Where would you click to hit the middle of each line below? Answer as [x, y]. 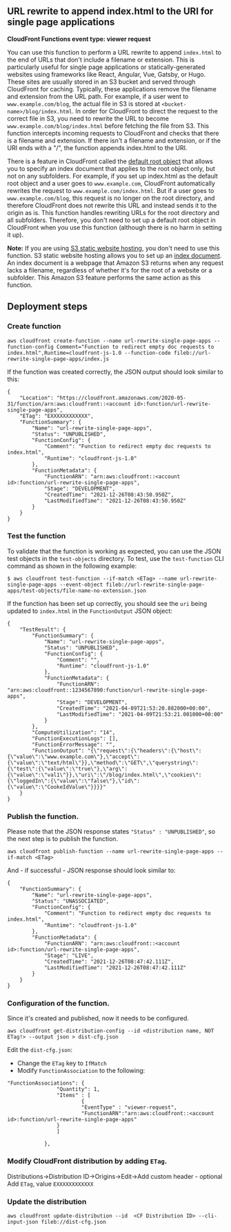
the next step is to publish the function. [63, 839]
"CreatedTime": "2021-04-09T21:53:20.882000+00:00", [134, 708]
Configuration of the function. [59, 1004]
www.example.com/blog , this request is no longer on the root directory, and [111, 198]
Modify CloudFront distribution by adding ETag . [87, 1161]
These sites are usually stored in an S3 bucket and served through [101, 82]
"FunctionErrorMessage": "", [74, 744]
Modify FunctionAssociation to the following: [81, 1071]
